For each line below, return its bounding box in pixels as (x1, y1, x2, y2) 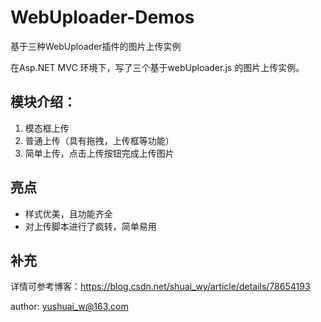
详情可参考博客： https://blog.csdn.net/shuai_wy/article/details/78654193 (10, 281, 311, 293)
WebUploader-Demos (10, 6, 195, 29)
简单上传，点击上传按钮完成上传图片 (24, 147, 175, 159)
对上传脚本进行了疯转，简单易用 (24, 220, 157, 232)
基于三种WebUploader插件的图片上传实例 (10, 40, 182, 52)
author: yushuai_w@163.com (10, 301, 129, 313)
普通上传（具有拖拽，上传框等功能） (24, 134, 175, 146)
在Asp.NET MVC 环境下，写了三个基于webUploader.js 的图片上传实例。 (10, 61, 305, 73)
